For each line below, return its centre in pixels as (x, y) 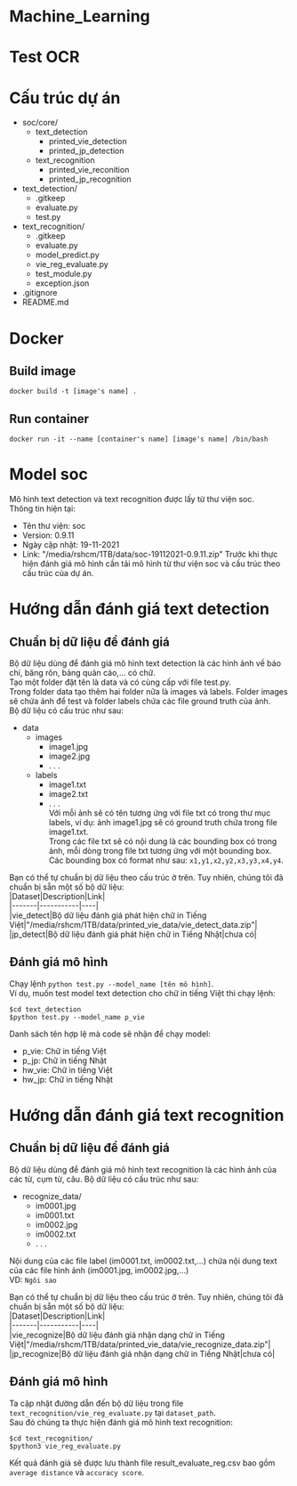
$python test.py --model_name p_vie (77, 1017)
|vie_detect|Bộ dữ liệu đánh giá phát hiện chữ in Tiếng (108, 915)
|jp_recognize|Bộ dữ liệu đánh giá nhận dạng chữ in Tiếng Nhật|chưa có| (142, 1353)
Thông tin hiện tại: (42, 508)
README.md (45, 302)
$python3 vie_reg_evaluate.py (65, 1446)
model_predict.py (67, 255)
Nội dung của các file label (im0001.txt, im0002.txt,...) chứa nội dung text (143, 1261)
